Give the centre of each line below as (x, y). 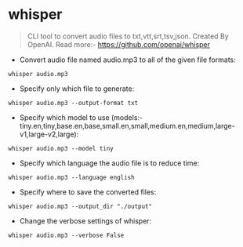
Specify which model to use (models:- (81, 117)
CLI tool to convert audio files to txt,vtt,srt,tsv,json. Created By (128, 36)
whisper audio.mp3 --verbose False (66, 235)
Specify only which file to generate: (77, 89)
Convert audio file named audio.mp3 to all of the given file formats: (128, 60)
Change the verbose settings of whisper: (85, 220)
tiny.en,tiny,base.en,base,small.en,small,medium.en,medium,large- (127, 125)
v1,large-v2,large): (49, 134)
